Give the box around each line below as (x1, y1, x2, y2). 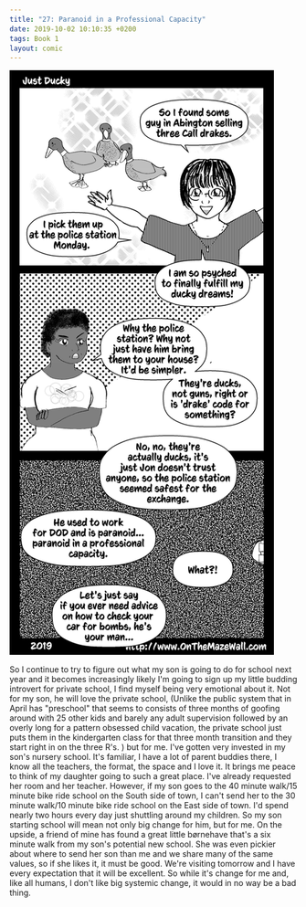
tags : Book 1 (9, 34, 59, 43)
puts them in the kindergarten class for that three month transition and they (9, 732, 292, 744)
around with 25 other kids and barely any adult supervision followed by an (9, 712, 289, 723)
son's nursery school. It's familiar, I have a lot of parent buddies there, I (9, 752, 277, 763)
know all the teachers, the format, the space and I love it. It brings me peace (9, 761, 296, 772)
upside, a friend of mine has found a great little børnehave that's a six (9, 829, 271, 840)
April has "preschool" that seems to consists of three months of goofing (9, 703, 280, 714)
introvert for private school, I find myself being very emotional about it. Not (9, 683, 290, 694)
